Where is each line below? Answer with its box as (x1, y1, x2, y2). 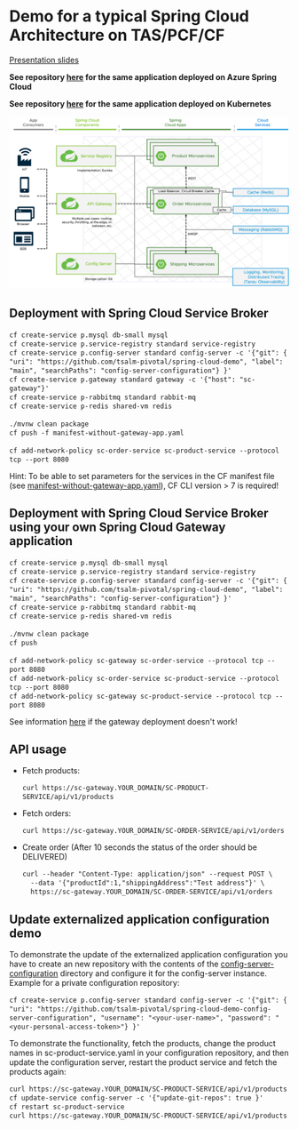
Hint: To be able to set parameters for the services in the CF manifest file (9, 470, 275, 481)
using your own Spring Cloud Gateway (9, 520, 226, 535)
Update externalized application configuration (9, 911, 271, 926)
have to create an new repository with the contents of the (9, 958, 219, 970)
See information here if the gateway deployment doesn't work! (9, 716, 238, 726)
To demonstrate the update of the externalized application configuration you (9, 949, 288, 960)
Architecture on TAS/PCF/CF (9, 25, 225, 45)
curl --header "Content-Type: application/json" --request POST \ (21, 869, 273, 879)
